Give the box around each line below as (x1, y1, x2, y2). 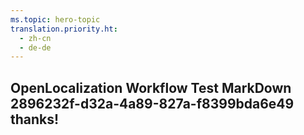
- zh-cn (19, 33, 52, 43)
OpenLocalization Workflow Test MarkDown (10, 79, 292, 96)
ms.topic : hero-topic (10, 14, 101, 25)
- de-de (19, 42, 52, 53)
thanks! (10, 111, 60, 128)
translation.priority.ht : (10, 24, 118, 34)
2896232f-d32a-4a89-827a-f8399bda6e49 (10, 95, 295, 112)
